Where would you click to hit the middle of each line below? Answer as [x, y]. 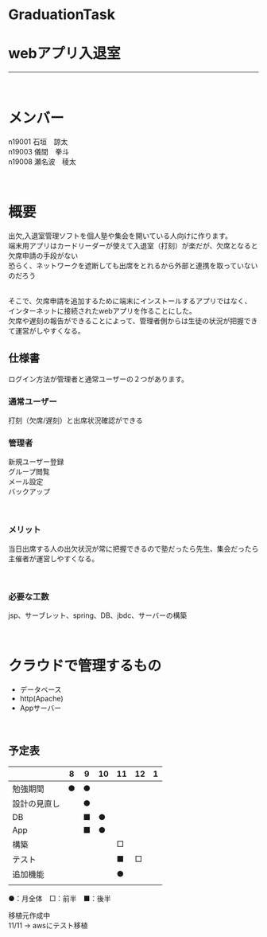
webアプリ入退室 [64, 54]
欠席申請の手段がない [43, 256]
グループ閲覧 [29, 472]
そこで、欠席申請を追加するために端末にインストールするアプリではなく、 [130, 301]
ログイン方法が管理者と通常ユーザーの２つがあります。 [99, 379]
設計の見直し [37, 803]
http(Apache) [41, 698]
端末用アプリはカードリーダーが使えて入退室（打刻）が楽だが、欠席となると [133, 246]
